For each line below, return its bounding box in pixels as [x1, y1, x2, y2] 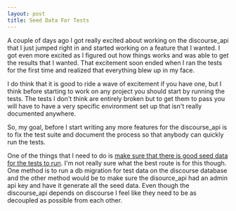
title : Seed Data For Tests [7, 17, 90, 24]
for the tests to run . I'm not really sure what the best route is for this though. [7, 158, 227, 167]
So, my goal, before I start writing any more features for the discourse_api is [7, 123, 228, 131]
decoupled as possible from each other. [7, 196, 123, 204]
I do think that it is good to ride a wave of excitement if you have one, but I [7, 79, 222, 88]
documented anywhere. [7, 109, 76, 118]
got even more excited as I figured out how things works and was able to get [7, 50, 229, 60]
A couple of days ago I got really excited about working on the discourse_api [7, 36, 229, 44]
